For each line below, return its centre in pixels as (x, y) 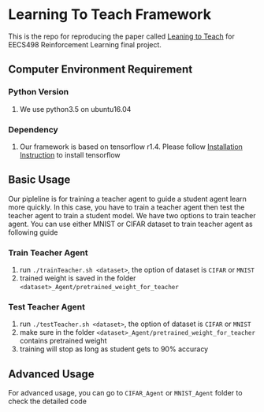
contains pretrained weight (63, 341)
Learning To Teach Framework (110, 15)
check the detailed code (47, 401)
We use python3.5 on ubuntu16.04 (75, 109)
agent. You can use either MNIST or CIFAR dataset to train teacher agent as (131, 224)
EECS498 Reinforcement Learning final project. (85, 44)
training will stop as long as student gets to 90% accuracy (114, 349)
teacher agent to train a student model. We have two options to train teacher (132, 215)
